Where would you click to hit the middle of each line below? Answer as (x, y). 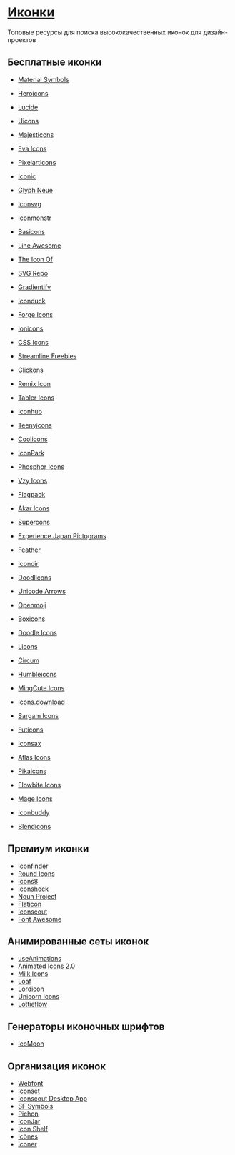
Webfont (30, 1083)
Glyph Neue (35, 190)
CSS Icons (33, 342)
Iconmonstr (35, 218)
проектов (22, 39)
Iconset (29, 1091)
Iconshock (33, 889)
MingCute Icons (41, 688)
